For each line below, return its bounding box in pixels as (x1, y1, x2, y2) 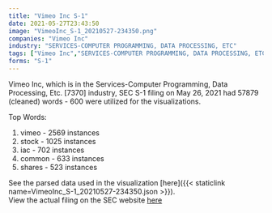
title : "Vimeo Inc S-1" (8, 11, 89, 20)
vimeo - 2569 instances (19, 127, 100, 138)
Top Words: (8, 112, 47, 121)
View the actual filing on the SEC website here (8, 195, 163, 205)
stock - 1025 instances (19, 136, 96, 146)
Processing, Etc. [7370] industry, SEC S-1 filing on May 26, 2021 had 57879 (8, 87, 259, 97)
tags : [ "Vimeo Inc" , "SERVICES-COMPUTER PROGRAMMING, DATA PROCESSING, (8, 49, 252, 58)
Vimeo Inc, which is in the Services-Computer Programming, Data (8, 79, 228, 89)
